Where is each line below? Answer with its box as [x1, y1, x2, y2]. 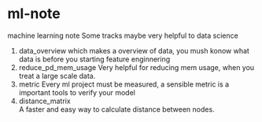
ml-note [7, 5, 61, 23]
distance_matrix [18, 96, 72, 105]
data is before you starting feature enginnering [18, 54, 171, 64]
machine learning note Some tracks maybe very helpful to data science [7, 31, 239, 40]
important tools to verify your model [18, 87, 135, 97]
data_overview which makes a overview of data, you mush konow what [18, 46, 249, 55]
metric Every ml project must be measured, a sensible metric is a [18, 79, 230, 89]
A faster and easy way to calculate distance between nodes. [18, 104, 215, 114]
